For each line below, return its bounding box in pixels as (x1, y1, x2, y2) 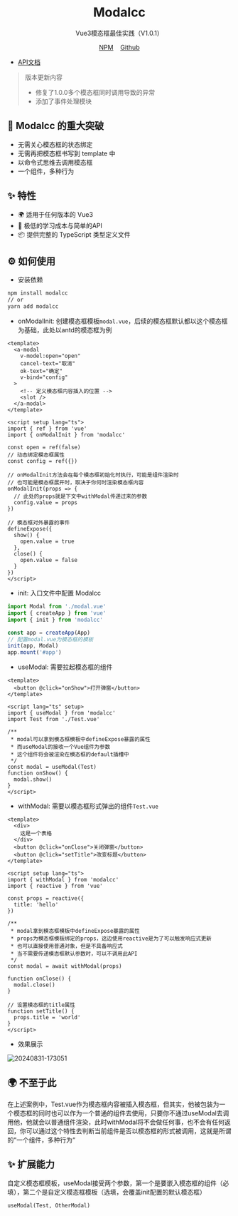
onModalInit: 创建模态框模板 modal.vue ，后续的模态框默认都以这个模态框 (17, 317, 228, 325)
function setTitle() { (7, 1008, 75, 1015)
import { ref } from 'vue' (7, 425, 87, 432)
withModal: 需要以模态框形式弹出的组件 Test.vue (17, 802, 158, 810)
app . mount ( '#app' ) (7, 649, 62, 656)
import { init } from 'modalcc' (7, 616, 103, 623)
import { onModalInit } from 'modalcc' (7, 431, 126, 439)
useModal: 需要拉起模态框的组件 (17, 663, 113, 671)
